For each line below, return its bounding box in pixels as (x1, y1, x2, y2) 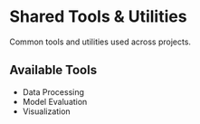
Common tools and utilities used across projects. (9, 36, 192, 47)
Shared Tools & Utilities (9, 6, 187, 27)
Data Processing (22, 86, 84, 97)
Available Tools (9, 62, 98, 78)
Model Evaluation (22, 96, 88, 107)
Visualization (22, 106, 71, 117)
